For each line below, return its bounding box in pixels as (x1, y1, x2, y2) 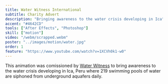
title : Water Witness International (5, 7, 81, 12)
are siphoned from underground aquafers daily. (5, 73, 102, 79)
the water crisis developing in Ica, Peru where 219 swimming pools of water (5, 68, 161, 74)
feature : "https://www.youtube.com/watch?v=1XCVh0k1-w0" (5, 49, 126, 54)
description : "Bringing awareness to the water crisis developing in (5, 16, 153, 21)
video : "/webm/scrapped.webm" (5, 35, 68, 40)
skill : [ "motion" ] (5, 30, 43, 35)
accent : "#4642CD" (5, 21, 43, 26)
